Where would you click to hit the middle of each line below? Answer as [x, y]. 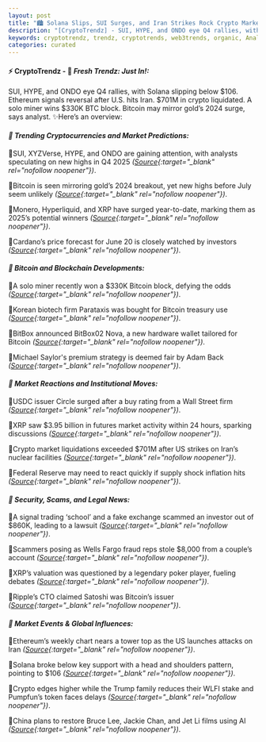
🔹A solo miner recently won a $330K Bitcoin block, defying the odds [120, 286]
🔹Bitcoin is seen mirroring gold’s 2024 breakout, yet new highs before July [130, 185]
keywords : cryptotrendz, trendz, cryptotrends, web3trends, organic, [125, 38]
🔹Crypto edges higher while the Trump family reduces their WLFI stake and [131, 689]
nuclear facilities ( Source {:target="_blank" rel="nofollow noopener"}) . [122, 457]
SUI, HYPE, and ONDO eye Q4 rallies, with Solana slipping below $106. [123, 91]
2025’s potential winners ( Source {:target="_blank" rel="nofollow [114, 217]
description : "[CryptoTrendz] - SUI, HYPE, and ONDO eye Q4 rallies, [125, 30]
